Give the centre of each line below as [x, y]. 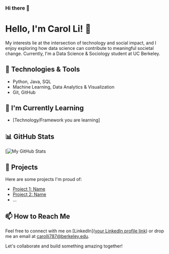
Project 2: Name [29, 195]
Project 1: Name [29, 189]
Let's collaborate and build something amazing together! [64, 246]
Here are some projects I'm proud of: [44, 179]
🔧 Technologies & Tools [43, 69]
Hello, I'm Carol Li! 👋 [48, 29]
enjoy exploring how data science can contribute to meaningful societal [79, 48]
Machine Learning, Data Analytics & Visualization [63, 87]
